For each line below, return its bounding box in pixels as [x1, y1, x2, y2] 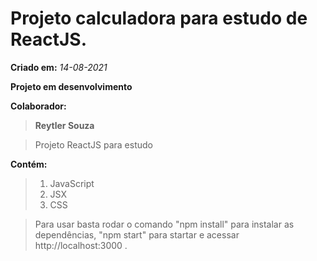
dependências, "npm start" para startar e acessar [34, 228, 240, 241]
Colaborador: [10, 100, 67, 112]
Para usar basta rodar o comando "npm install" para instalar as [34, 218, 295, 230]
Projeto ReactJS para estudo [34, 138, 153, 151]
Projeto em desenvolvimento [10, 80, 133, 92]
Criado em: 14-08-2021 [10, 61, 108, 73]
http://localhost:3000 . [34, 239, 128, 251]
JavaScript [49, 177, 95, 189]
